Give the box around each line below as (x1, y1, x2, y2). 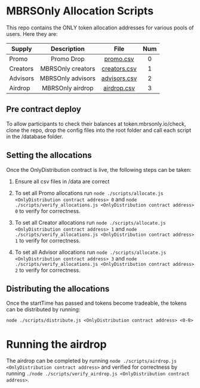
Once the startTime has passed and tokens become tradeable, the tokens (6, 299, 187, 307)
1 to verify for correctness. (14, 237, 81, 244)
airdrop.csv (103, 84, 136, 92)
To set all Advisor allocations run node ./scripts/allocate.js (14, 248, 167, 256)
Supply (11, 44, 32, 53)
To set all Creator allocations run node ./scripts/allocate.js (14, 219, 166, 226)
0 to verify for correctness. (14, 207, 81, 214)
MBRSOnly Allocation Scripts (6, 4, 154, 18)
